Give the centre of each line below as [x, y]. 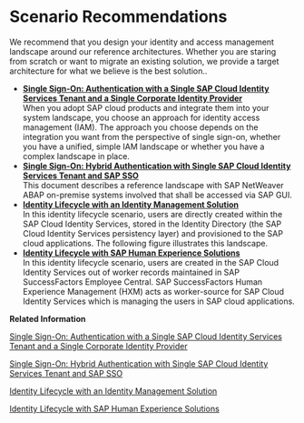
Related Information [48, 318]
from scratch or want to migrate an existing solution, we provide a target [144, 61]
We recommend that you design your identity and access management [142, 42]
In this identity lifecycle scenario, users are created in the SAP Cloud [151, 262]
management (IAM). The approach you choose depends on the [140, 127]
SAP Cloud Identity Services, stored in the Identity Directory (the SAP [152, 224]
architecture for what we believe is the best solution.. [108, 71]
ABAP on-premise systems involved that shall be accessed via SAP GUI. [157, 195]
